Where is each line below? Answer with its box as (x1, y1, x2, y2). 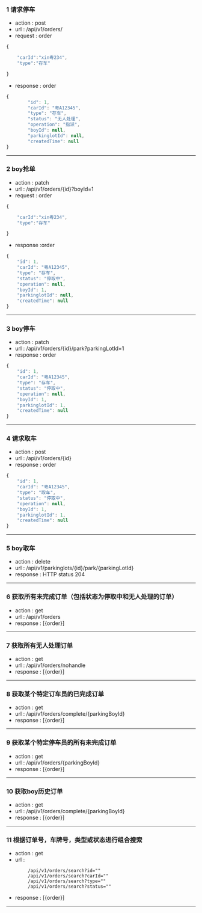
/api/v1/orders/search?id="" (28, 868, 101, 874)
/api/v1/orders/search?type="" (28, 878, 106, 885)
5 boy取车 (6, 544, 35, 553)
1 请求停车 (6, 5, 35, 13)
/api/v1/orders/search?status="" (28, 884, 112, 890)
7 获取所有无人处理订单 (6, 641, 73, 650)
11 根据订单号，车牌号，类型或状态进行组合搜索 (6, 835, 142, 844)
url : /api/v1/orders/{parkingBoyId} (14, 759, 100, 766)
